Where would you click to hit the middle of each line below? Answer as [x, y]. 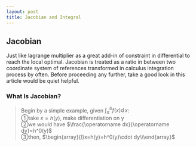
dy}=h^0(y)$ [36, 131]
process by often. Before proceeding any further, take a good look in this [96, 74]
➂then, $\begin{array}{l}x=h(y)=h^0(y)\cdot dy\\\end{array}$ [98, 137]
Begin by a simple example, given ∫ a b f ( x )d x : [75, 110]
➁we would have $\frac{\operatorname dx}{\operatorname [95, 124]
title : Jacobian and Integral [44, 17]
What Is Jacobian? [34, 96]
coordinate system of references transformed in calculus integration [90, 68]
